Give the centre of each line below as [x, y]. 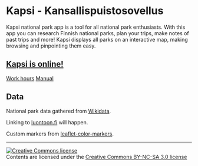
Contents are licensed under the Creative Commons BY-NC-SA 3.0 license [97, 157]
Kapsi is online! [35, 64]
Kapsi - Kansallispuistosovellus [85, 11]
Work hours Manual [30, 78]
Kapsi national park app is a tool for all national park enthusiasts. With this [96, 27]
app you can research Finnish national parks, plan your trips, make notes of [98, 33]
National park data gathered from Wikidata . [59, 111]
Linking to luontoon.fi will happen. [47, 122]
